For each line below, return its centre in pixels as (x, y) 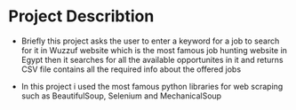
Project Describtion (81, 16)
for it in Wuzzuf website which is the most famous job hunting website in (154, 50)
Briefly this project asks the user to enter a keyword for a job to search (150, 41)
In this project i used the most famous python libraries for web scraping (152, 86)
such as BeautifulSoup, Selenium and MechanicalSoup (121, 96)
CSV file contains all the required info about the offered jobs (131, 69)
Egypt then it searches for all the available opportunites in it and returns (152, 59)
